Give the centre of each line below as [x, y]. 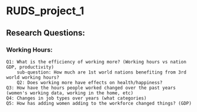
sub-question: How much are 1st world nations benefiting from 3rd [101, 72]
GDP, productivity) [30, 67]
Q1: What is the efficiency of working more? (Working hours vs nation [96, 62]
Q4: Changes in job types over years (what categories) [76, 98]
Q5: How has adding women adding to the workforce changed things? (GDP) [99, 103]
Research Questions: [46, 33]
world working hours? [33, 77]
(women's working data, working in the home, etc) [70, 93]
